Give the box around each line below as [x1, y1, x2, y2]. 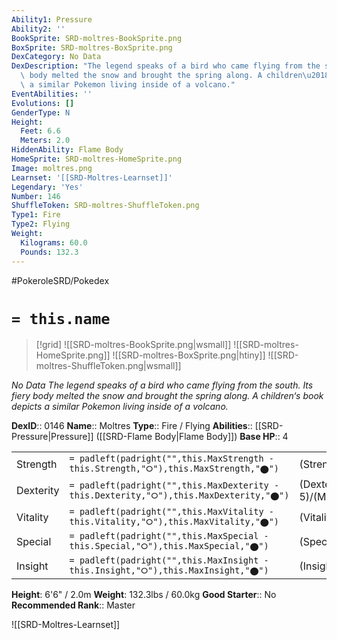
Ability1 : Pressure [11, 14, 93, 25]
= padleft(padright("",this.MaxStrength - [69, 453, 274, 465]
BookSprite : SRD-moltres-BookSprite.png [11, 33, 183, 43]
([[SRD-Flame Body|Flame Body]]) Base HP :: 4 [95, 431, 289, 443]
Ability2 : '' [11, 24, 66, 34]
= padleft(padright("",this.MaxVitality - [69, 506, 274, 518]
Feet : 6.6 [20, 126, 61, 136]
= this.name [11, 309, 111, 328]
